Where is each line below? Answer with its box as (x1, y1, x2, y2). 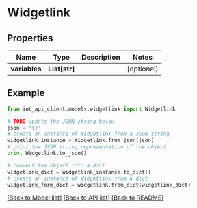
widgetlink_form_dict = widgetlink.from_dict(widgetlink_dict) (7, 181, 192, 188)
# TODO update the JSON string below (7, 118, 115, 125)
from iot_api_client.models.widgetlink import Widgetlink (7, 105, 176, 113)
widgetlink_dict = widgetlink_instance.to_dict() (7, 168, 152, 176)
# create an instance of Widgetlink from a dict (7, 175, 148, 182)
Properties (7, 32, 53, 44)
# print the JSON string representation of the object (7, 143, 167, 150)
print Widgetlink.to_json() (7, 150, 88, 157)
